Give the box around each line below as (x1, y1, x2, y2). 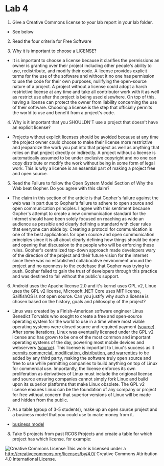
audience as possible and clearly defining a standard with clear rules (12, 221, 151, 227)
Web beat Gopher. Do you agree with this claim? (12, 185, 110, 191)
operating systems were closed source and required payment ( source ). (12, 323, 156, 330)
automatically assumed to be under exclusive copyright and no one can (12, 155, 157, 160)
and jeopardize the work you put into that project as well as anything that (12, 144, 160, 150)
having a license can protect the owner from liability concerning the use (12, 99, 158, 105)
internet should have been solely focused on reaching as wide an (12, 216, 144, 221)
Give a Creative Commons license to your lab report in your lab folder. (12, 19, 153, 25)
